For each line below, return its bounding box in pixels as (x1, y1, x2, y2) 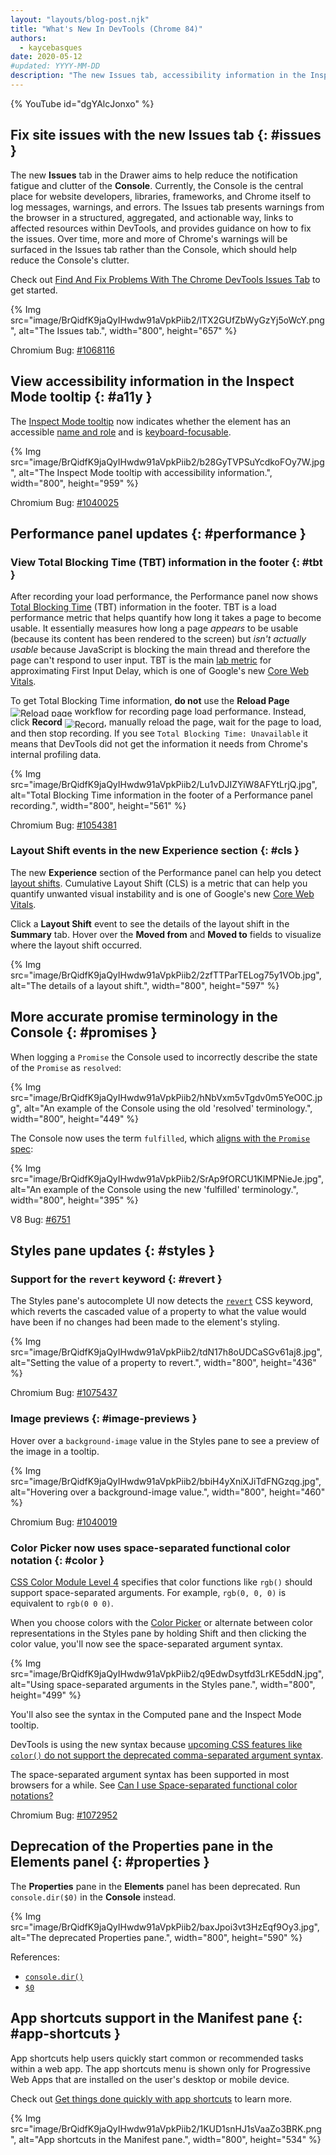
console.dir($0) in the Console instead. (10, 1891, 177, 1903)
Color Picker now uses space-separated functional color (10, 1541, 291, 1555)
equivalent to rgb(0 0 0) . (10, 1597, 114, 1609)
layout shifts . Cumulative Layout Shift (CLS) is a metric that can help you (10, 877, 308, 889)
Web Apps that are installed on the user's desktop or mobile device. (10, 2073, 290, 2085)
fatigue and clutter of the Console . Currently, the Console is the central (10, 179, 304, 191)
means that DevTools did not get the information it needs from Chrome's (10, 737, 308, 750)
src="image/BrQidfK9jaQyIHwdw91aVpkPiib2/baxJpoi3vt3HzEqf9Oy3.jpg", (10, 1921, 320, 1933)
